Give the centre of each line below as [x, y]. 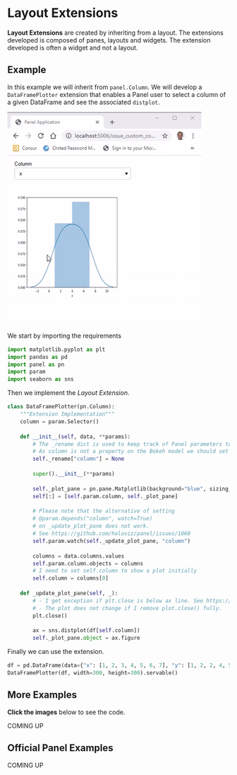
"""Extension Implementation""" [67, 414]
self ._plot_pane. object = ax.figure [86, 638]
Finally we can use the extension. [56, 652]
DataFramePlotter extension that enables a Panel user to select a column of [117, 94]
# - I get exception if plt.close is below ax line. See [118, 601]
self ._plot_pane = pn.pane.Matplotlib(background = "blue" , [120, 489]
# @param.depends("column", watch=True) [93, 519]
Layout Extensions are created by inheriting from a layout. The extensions [115, 33]
